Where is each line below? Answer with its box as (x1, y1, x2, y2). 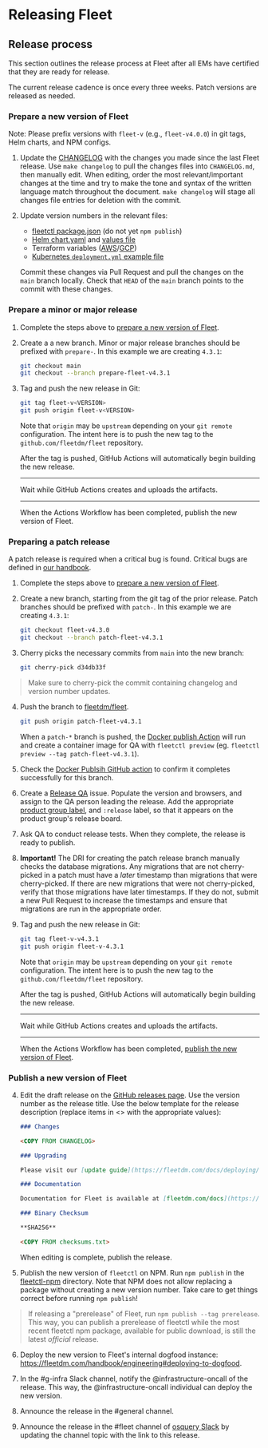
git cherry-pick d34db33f (19, 664, 106, 672)
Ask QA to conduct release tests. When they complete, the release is (19, 829, 246, 839)
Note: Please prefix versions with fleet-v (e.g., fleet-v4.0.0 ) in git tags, (8, 129, 246, 139)
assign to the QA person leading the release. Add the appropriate (19, 796, 234, 806)
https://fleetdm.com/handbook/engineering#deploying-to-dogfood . (19, 1358, 242, 1367)
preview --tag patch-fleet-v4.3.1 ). (19, 748, 140, 758)
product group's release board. (19, 813, 123, 823)
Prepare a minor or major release (8, 304, 138, 315)
